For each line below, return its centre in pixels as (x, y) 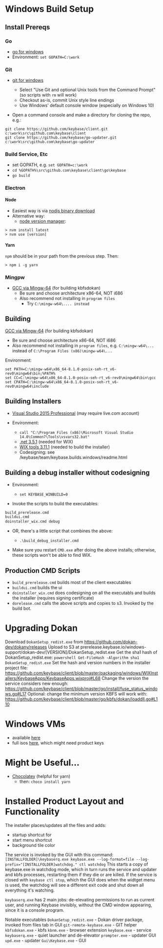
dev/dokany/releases (26, 647)
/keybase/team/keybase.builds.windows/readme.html (73, 457)
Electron (15, 188)
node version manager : (43, 221)
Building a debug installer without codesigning (77, 473)
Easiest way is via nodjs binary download (53, 211)
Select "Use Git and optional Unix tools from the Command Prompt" (87, 90)
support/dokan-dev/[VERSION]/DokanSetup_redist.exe (60, 652)
